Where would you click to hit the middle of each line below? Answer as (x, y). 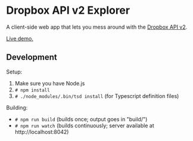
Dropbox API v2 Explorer (68, 10)
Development (32, 57)
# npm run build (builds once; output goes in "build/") (81, 119)
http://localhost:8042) (42, 131)
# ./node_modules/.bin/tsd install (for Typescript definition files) (97, 96)
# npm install (32, 90)
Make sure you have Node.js (50, 83)
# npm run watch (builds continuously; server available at (84, 125)
